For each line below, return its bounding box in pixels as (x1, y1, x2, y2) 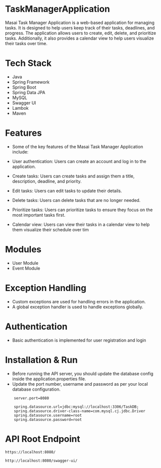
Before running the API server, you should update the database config (12, 370, 154, 376)
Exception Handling (5, 282, 87, 294)
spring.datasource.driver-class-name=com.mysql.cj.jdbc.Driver (14, 408, 146, 414)
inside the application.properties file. (12, 376, 87, 382)
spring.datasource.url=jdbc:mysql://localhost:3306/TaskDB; (14, 404, 139, 409)
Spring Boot (12, 84, 37, 90)
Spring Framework (12, 79, 50, 85)
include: (12, 148, 28, 155)
